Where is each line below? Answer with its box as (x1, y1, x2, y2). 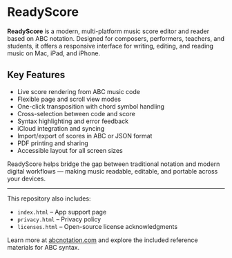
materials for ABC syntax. (7, 243, 80, 251)
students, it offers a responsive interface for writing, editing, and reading (7, 42, 214, 50)
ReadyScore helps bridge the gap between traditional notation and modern (7, 160, 220, 168)
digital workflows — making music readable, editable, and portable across (7, 167, 218, 175)
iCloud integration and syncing (17, 124, 105, 132)
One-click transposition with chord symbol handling (17, 102, 164, 111)
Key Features (7, 69, 66, 81)
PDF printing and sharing (17, 139, 88, 147)
